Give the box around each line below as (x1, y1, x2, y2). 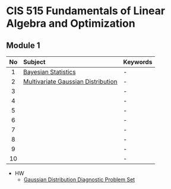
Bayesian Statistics (23, 68, 76, 76)
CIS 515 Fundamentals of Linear (6, 4, 165, 18)
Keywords (123, 58, 153, 66)
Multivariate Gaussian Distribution (23, 78, 118, 85)
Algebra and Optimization (6, 17, 135, 30)
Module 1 (6, 40, 40, 50)
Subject (23, 58, 46, 66)
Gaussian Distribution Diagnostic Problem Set (23, 176, 135, 183)
